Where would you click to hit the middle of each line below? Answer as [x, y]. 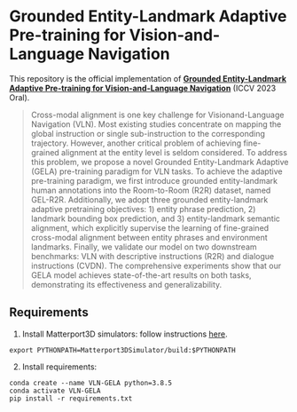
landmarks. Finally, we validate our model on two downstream [144, 247]
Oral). [20, 97]
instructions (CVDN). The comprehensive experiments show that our [156, 265]
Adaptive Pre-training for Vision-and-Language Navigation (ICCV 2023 [143, 88]
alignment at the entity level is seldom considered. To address [174, 152]
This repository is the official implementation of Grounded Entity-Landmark [148, 78]
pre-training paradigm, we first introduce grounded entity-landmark [154, 180]
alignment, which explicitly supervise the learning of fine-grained [150, 227]
